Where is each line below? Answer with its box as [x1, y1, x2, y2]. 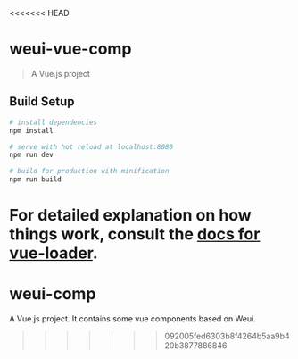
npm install [9, 126, 54, 135]
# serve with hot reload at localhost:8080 [9, 142, 174, 151]
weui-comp [9, 284, 96, 305]
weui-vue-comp [9, 39, 132, 59]
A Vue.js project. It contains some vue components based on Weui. [9, 313, 256, 324]
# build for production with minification [9, 167, 170, 176]
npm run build [9, 175, 62, 184]
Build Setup [9, 94, 75, 110]
